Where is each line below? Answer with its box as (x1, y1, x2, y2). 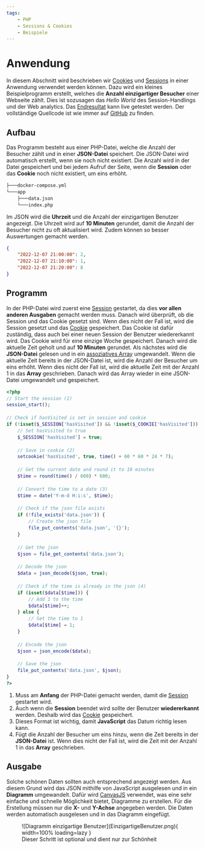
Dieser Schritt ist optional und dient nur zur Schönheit (21, 835, 157, 843)
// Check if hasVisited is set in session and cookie (6, 415, 147, 421)
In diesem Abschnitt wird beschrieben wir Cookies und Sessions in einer (6, 77, 189, 84)
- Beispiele (17, 29, 48, 36)
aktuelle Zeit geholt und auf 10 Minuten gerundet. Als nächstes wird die (6, 343, 187, 351)
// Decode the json (17, 564, 67, 570)
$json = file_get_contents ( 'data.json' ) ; (17, 550, 124, 557)
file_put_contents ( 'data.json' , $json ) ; (17, 667, 122, 674)
